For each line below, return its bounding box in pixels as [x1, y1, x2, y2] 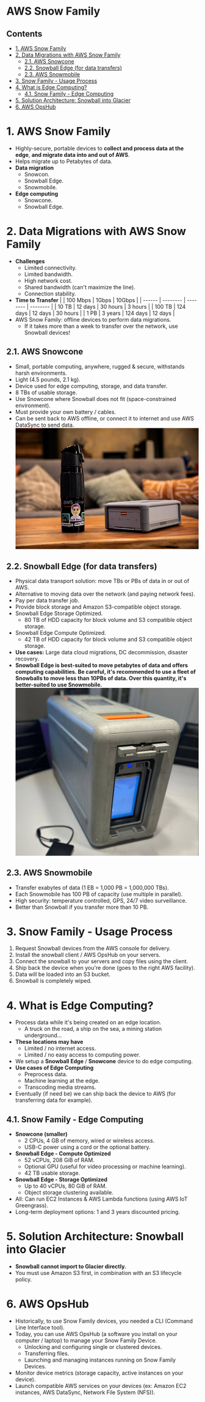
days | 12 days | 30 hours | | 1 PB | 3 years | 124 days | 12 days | [15, 309, 175, 317]
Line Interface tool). [15, 1324, 65, 1331]
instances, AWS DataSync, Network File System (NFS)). [15, 1389, 156, 1396]
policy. [15, 1276, 32, 1283]
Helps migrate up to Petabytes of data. [15, 157, 113, 165]
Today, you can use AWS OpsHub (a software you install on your [15, 1331, 178, 1338]
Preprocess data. [24, 1071, 68, 1078]
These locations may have [15, 1038, 84, 1046]
